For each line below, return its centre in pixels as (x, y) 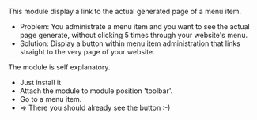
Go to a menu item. (51, 99)
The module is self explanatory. (59, 67)
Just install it (40, 82)
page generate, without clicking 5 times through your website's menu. (133, 35)
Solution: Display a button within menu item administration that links (130, 43)
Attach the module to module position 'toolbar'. (96, 91)
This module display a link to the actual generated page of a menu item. (125, 11)
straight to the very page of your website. (87, 52)
